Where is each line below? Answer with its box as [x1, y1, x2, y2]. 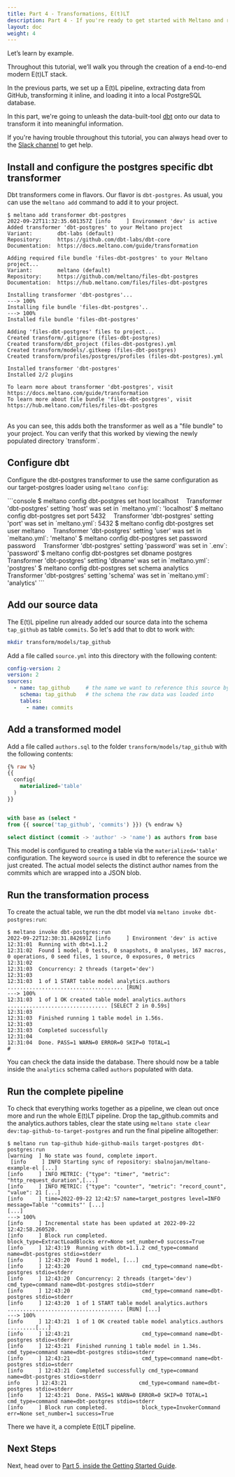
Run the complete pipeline [7, 1085, 124, 1097]
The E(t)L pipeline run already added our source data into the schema [7, 617, 208, 626]
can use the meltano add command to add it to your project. [7, 198, 179, 207]
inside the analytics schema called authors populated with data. [7, 1065, 194, 1074]
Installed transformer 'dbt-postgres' [7, 366, 120, 373]
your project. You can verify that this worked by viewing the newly [7, 429, 198, 438]
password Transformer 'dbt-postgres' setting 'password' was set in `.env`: [7, 541, 228, 549]
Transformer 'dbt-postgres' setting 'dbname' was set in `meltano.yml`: [7, 556, 210, 565]
